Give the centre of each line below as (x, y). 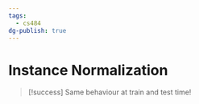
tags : (17, 16)
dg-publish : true (37, 30)
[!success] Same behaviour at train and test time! (110, 92)
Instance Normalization (88, 70)
